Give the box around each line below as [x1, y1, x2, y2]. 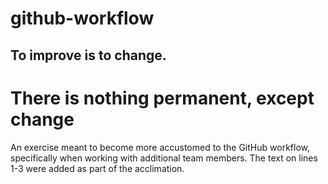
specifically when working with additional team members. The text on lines [10, 152, 318, 164]
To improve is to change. [10, 47, 167, 64]
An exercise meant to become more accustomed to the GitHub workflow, [10, 141, 310, 153]
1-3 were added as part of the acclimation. [10, 162, 185, 174]
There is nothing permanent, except [10, 87, 315, 109]
